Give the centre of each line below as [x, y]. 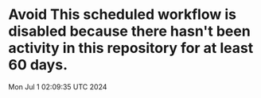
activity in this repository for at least [131, 48]
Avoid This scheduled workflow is [123, 15]
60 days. [38, 65]
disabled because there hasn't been [129, 31]
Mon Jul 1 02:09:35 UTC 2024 [58, 87]
